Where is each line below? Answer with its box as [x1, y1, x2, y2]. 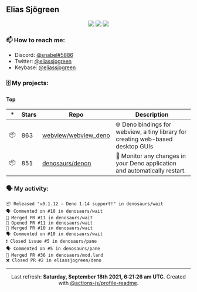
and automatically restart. [116, 167, 186, 175]
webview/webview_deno [42, 131, 110, 140]
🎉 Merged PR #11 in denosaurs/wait [6, 215, 93, 220]
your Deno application [116, 159, 177, 168]
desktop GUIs [116, 142, 154, 151]
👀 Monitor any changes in [116, 152, 186, 160]
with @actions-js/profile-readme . [58, 279, 139, 286]
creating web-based [116, 135, 173, 143]
